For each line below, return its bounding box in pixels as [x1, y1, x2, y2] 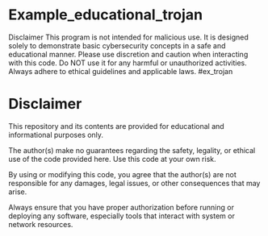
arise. [8, 187, 27, 197]
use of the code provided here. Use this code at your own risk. [8, 154, 216, 164]
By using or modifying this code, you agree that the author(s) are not [8, 169, 237, 179]
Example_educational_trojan [8, 6, 203, 24]
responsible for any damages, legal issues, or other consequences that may [8, 178, 261, 188]
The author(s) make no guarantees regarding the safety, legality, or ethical [8, 145, 256, 155]
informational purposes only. [8, 130, 103, 139]
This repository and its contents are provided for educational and [8, 121, 224, 130]
